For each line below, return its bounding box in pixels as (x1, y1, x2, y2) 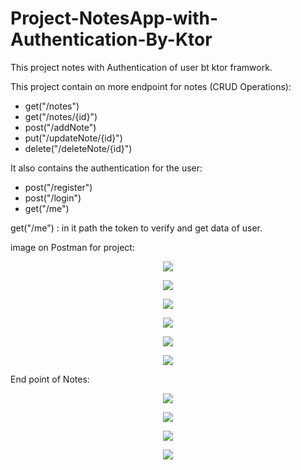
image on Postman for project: (10, 241, 135, 253)
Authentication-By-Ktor (10, 28, 213, 51)
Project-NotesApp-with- (10, 7, 219, 30)
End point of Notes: (10, 373, 90, 385)
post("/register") (24, 181, 93, 193)
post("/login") (24, 192, 82, 204)
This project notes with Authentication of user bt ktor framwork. (10, 61, 273, 73)
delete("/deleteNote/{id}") (24, 142, 133, 154)
